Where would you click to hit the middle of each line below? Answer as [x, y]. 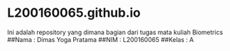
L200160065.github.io [74, 13]
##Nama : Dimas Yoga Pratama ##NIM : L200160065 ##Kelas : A [100, 39]
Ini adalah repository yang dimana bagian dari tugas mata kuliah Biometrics [115, 32]
